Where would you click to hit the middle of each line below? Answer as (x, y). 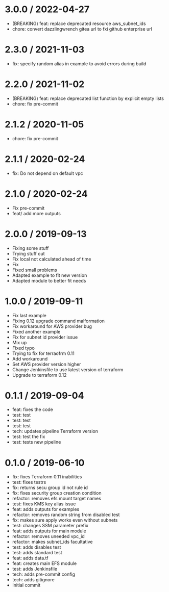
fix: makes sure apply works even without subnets (65, 520)
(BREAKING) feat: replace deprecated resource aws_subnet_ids (79, 23)
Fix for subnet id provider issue (45, 337)
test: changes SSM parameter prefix (50, 526)
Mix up (19, 342)
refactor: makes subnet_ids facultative (52, 542)
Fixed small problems (34, 270)
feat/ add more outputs (36, 213)
